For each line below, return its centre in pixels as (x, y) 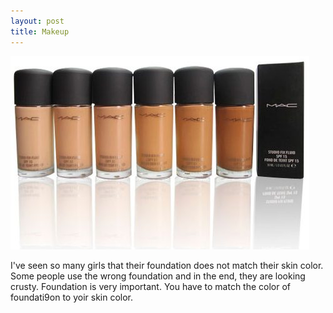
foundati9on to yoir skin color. (72, 297)
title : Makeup (40, 31)
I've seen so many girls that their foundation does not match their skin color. (167, 265)
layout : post (37, 21)
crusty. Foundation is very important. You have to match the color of (151, 286)
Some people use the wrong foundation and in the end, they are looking (158, 276)
